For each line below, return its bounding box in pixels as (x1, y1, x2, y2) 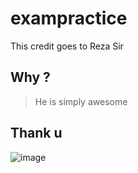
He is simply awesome (34, 95, 128, 107)
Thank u (10, 125, 63, 142)
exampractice (10, 7, 128, 30)
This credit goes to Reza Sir (10, 40, 124, 52)
